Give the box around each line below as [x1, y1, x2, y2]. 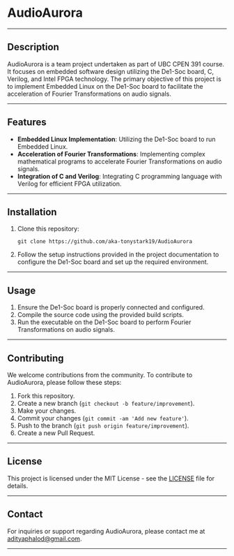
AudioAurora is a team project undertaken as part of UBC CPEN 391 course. [7, 59, 225, 68]
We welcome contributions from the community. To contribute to [7, 371, 193, 379]
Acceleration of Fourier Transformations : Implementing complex [17, 149, 205, 158]
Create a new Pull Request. [17, 429, 95, 437]
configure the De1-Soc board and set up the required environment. [17, 258, 209, 266]
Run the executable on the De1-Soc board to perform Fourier [17, 318, 192, 326]
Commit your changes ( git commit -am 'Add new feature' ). [17, 414, 189, 422]
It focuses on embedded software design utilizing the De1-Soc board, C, [7, 67, 214, 75]
